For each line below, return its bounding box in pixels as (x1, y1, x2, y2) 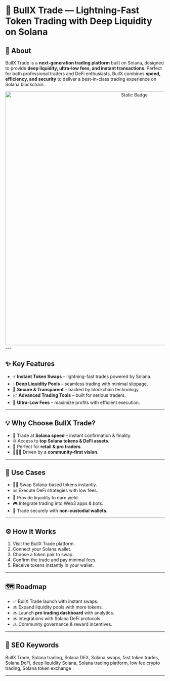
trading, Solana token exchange (5, 665, 72, 671)
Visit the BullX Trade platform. (12, 540, 75, 547)
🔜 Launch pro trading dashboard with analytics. (12, 610, 115, 616)
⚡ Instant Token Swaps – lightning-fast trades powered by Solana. (12, 373, 152, 380)
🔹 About (5, 46, 31, 55)
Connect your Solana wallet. (12, 546, 72, 552)
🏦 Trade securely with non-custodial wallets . (12, 507, 108, 514)
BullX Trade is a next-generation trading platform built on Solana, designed (5, 60, 164, 65)
